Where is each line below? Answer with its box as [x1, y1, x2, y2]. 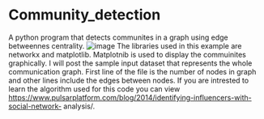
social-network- [8, 101, 62, 111]
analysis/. [63, 101, 96, 111]
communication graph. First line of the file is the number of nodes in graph [8, 66, 257, 76]
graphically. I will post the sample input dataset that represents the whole [8, 58, 253, 68]
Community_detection [8, 6, 161, 24]
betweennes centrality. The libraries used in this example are [8, 40, 242, 50]
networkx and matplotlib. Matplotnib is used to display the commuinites [8, 49, 247, 59]
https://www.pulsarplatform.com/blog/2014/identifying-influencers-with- [8, 92, 253, 102]
